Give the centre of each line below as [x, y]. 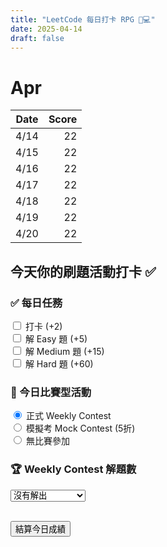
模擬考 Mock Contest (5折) [80, 428]
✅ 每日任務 [36, 303]
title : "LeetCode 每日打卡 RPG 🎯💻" [83, 19]
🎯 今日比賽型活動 [51, 392]
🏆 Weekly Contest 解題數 [73, 469]
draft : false [37, 38]
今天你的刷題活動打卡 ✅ [83, 271]
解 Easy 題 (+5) [56, 339]
